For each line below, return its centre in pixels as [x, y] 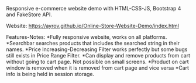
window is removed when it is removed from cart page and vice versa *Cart [97, 68]
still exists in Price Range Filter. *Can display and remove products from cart [98, 55]
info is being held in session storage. [50, 74]
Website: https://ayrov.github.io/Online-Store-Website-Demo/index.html [93, 26]
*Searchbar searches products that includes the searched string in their [93, 43]
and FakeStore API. [29, 15]
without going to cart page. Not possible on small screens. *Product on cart [97, 62]
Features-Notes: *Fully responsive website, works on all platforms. [87, 37]
